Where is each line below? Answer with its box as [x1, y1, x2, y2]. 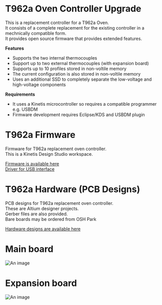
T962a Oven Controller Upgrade [5, 3, 141, 15]
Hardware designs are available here [5, 226, 81, 232]
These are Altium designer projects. [5, 205, 79, 211]
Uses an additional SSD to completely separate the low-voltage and [12, 76, 152, 82]
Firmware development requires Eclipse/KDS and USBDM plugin [12, 111, 145, 118]
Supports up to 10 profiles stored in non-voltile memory [12, 66, 126, 72]
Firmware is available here [5, 161, 59, 167]
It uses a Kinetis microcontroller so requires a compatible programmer [12, 101, 157, 107]
